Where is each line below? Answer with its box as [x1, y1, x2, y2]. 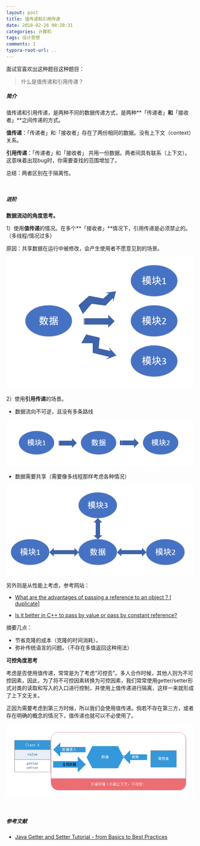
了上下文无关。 [6, 691, 43, 699]
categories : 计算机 [6, 29, 52, 35]
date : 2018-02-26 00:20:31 [6, 22, 73, 28]
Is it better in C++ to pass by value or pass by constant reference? [14, 611, 177, 619]
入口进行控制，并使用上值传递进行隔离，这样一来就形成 [58, 684, 194, 691]
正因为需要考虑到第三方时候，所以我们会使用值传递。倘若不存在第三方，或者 [6, 705, 194, 712]
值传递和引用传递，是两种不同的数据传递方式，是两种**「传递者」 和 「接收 [6, 109, 189, 116]
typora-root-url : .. [6, 48, 58, 54]
